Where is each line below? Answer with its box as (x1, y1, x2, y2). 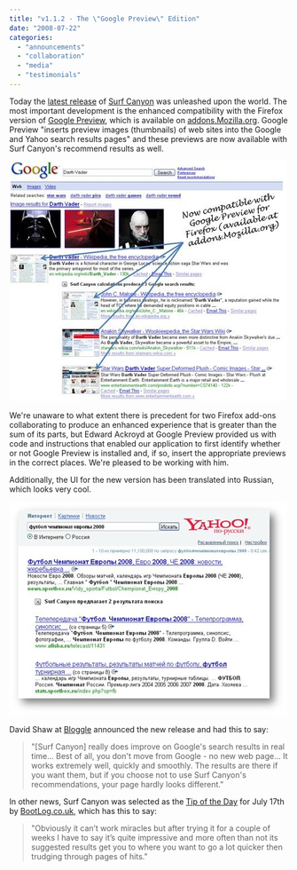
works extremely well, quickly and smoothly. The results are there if (30, 760, 278, 771)
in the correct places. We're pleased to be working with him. (9, 457, 230, 468)
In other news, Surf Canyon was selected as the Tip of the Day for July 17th (9, 795, 285, 807)
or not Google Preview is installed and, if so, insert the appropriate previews (9, 447, 286, 458)
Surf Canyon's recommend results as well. (9, 143, 164, 154)
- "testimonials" (17, 71, 82, 80)
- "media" (17, 61, 53, 70)
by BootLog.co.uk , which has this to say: (9, 805, 158, 816)
